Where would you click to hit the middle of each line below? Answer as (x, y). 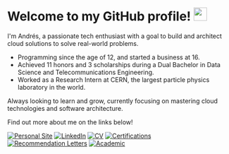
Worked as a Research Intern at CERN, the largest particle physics (113, 79)
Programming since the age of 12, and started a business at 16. (109, 57)
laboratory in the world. (51, 87)
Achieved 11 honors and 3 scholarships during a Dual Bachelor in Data (119, 64)
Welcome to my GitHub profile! (99, 17)
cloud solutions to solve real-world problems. (73, 43)
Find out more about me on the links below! (70, 122)
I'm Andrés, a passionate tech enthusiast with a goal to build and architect (114, 36)
